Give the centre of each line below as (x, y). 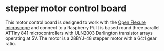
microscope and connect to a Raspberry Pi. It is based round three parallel (83, 27)
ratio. (11, 43)
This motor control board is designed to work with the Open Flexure (76, 22)
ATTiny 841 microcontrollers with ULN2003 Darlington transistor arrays (79, 33)
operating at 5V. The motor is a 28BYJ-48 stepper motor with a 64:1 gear (81, 38)
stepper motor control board (66, 9)
